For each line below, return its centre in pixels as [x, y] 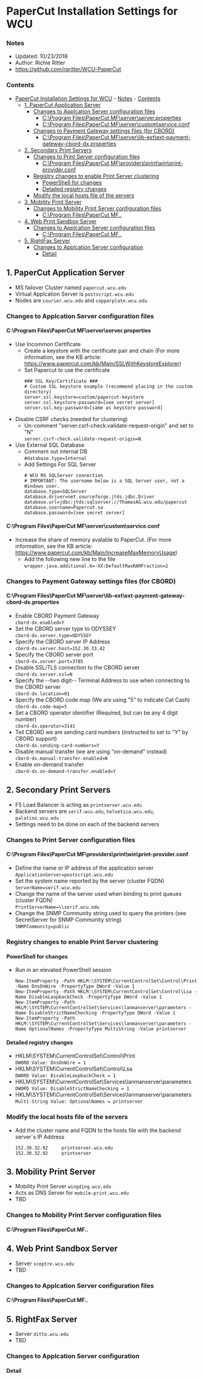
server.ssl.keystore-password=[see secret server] [89, 402]
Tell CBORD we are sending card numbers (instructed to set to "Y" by [102, 732]
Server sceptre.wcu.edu [45, 1263]
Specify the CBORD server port [54, 655]
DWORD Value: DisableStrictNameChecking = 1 [72, 1089]
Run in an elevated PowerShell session [63, 970]
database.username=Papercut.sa [64, 507]
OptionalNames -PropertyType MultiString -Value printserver [108, 1029]
